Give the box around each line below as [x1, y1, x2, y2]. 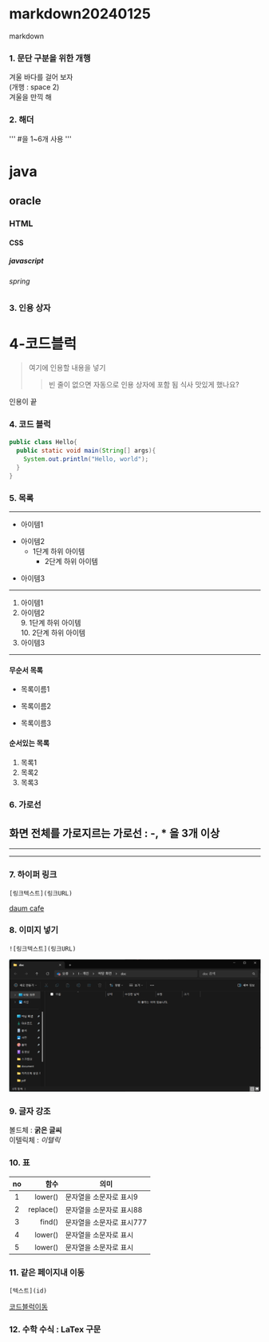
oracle [9, 194, 42, 208]
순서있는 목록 [9, 738, 50, 748]
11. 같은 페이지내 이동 [9, 1267, 85, 1278]
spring [9, 276, 30, 286]
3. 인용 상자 [9, 303, 51, 314]
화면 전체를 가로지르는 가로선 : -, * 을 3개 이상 [9, 826, 220, 840]
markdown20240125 [9, 5, 151, 23]
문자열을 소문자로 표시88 [65, 1205, 143, 1214]
